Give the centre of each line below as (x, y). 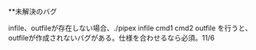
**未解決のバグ (33, 11)
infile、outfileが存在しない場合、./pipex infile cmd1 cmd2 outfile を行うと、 (130, 28)
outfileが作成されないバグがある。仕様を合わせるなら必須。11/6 (112, 38)
